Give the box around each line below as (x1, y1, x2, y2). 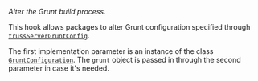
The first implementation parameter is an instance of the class (8, 47, 214, 55)
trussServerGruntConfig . (8, 31, 90, 40)
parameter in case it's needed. (8, 63, 110, 73)
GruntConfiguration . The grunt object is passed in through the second (8, 55, 241, 64)
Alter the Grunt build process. (8, 7, 106, 16)
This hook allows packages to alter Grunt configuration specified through (8, 22, 251, 31)
